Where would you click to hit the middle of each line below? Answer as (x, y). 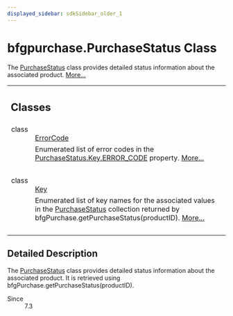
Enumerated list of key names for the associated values (124, 201)
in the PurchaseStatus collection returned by (107, 209)
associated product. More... (47, 74)
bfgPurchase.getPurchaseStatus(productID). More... (119, 218)
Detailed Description (53, 254)
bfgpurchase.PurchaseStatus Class (112, 48)
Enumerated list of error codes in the (94, 149)
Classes (31, 108)
